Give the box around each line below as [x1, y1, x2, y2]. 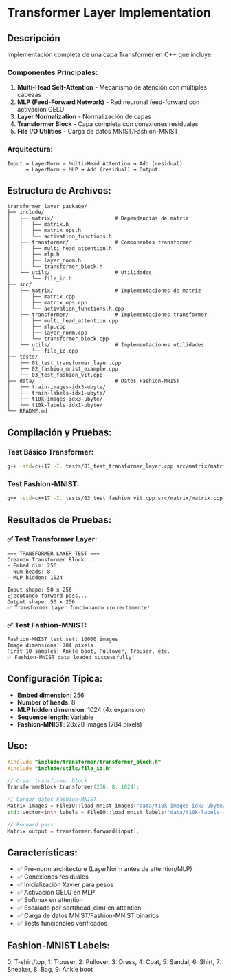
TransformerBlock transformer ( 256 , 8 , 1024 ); [7, 784, 140, 791]
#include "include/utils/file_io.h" [7, 764, 112, 772]
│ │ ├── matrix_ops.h [7, 227, 81, 234]
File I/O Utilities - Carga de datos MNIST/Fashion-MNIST [16, 127, 179, 136]
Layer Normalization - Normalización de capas [16, 112, 151, 121]
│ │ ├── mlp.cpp [7, 324, 67, 331]
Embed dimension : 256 [16, 691, 85, 699]
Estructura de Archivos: [7, 185, 111, 196]
